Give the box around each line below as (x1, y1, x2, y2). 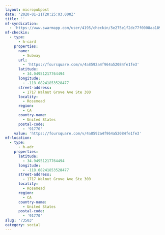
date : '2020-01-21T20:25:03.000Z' (5, 12, 76, 17)
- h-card (18, 39, 36, 44)
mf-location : (5, 135, 32, 140)
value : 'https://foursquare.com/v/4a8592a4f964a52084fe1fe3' (14, 131, 141, 136)
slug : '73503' (5, 218, 34, 223)
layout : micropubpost (5, 7, 50, 12)
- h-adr (18, 145, 34, 150)
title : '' (5, 16, 26, 21)
